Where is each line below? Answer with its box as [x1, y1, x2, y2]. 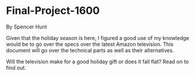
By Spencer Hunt [6, 23, 47, 30]
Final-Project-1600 [6, 4, 100, 17]
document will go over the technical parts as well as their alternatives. [6, 46, 174, 53]
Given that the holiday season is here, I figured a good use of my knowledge [6, 34, 190, 41]
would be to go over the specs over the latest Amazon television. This [6, 41, 174, 48]
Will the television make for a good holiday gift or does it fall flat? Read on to [6, 58, 189, 65]
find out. [6, 64, 26, 71]
